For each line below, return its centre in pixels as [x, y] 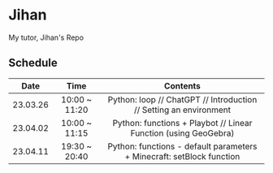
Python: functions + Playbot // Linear [182, 123]
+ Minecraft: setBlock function [182, 156]
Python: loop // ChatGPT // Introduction [182, 99]
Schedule [33, 63]
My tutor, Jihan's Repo [46, 37]
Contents [182, 85]
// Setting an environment [182, 110]
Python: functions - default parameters [182, 146]
